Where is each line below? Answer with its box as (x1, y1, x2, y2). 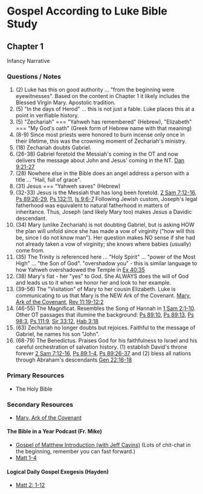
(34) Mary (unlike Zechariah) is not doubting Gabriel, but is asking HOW (15, 221, 195, 228)
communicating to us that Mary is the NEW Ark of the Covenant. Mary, (15, 292, 191, 299)
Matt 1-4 (15, 454, 37, 461)
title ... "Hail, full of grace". (15, 176, 82, 183)
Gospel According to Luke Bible (7, 4, 168, 18)
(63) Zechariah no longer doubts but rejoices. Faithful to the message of (15, 324, 196, 331)
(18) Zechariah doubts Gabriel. (15, 144, 92, 151)
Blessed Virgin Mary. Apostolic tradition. (15, 99, 116, 107)
